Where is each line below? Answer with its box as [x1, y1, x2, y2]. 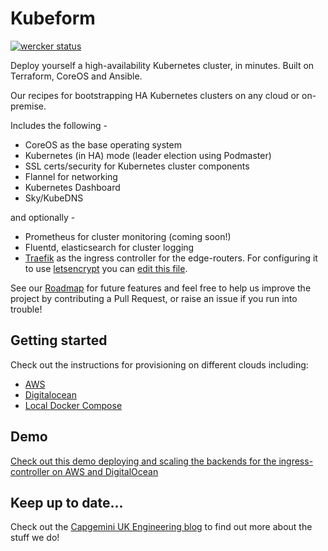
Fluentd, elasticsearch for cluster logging [24, 241, 195, 253]
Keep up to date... [10, 494, 124, 511]
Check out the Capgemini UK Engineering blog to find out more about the [10, 521, 313, 533]
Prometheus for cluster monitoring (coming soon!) [24, 230, 232, 242]
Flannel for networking [24, 170, 118, 182]
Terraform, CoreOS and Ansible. [10, 70, 143, 82]
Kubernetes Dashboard [24, 181, 121, 193]
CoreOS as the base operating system [24, 138, 182, 151]
